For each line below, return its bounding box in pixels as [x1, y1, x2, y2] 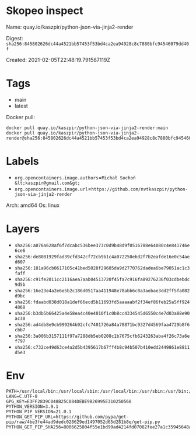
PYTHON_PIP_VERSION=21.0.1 [6, 409, 72, 414]
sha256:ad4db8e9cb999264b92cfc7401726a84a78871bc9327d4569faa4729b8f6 [14, 321, 190, 328]
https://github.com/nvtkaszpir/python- [91, 186, 188, 192]
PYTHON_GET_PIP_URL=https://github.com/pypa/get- [6, 414, 129, 420]
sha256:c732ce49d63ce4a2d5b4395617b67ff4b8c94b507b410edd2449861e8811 [14, 344, 190, 350]
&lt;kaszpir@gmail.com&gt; [14, 180, 80, 186]
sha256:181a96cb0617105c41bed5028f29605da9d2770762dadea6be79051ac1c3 [14, 265, 190, 271]
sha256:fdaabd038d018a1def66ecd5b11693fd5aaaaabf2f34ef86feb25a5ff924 [14, 299, 190, 305]
